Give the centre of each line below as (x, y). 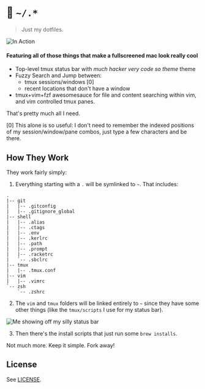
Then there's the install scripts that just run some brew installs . (96, 333)
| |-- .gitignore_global (41, 211)
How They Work (38, 158)
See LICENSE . (24, 379)
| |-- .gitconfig (31, 206)
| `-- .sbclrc (27, 260)
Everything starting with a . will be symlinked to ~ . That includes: (97, 184)
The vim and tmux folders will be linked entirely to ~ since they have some (107, 303)
